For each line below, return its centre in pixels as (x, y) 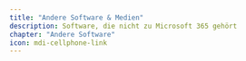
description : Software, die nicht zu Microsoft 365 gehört (123, 26)
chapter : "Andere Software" (63, 34)
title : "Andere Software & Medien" (77, 17)
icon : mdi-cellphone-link (58, 43)
